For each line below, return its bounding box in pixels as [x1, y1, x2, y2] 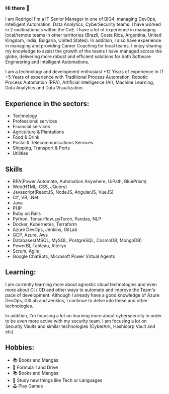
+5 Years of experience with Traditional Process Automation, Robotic [5, 74, 148, 80]
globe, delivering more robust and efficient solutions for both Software [5, 53, 151, 60]
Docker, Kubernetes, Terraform [12, 221, 77, 227]
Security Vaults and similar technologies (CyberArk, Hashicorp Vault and [5, 323, 155, 329]
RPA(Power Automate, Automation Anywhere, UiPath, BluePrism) [12, 178, 147, 184]
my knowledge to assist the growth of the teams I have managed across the [5, 48, 162, 54]
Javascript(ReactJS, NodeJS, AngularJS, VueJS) [12, 189, 114, 195]
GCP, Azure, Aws [12, 232, 48, 238]
